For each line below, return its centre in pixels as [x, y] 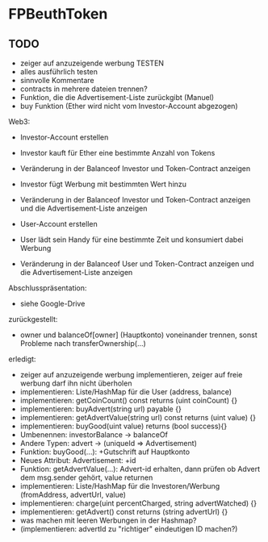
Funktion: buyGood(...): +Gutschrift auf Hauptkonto [105, 452]
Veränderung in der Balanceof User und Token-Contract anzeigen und [137, 264]
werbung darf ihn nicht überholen [76, 383]
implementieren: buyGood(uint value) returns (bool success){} [124, 426]
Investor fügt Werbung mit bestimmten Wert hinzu [103, 184]
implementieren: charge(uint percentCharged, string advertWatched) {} [138, 503]
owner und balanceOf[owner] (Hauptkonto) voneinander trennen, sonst [139, 335]
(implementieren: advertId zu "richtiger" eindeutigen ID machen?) [129, 529]
